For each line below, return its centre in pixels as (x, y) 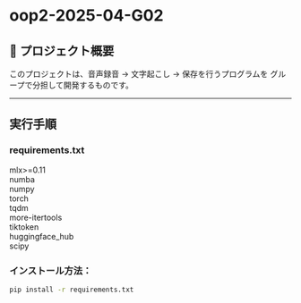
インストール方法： (51, 271)
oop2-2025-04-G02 (86, 16)
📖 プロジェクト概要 (62, 50)
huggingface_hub (42, 236)
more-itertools (36, 217)
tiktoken (24, 227)
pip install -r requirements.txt (72, 290)
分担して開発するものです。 (83, 85)
